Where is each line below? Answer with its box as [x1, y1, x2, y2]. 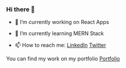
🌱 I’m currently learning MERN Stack [14, 30, 104, 37]
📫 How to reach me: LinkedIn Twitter [14, 42, 106, 49]
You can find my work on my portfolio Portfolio [6, 55, 120, 62]
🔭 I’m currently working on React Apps [14, 19, 109, 26]
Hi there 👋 [6, 5, 36, 13]
